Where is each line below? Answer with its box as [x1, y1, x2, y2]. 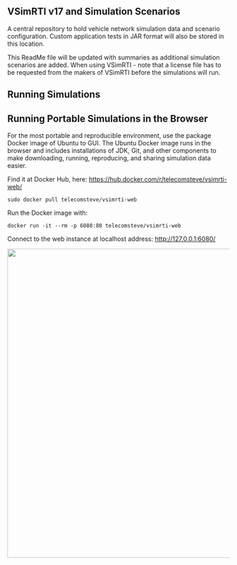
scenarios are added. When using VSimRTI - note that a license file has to [7, 60, 221, 69]
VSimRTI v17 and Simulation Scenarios [7, 6, 181, 18]
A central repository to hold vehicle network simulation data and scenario [7, 24, 220, 32]
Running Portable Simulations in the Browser [7, 112, 208, 124]
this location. [7, 39, 45, 48]
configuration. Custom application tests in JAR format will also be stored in [7, 32, 224, 40]
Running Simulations [7, 88, 101, 101]
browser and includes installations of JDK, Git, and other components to [7, 146, 217, 155]
